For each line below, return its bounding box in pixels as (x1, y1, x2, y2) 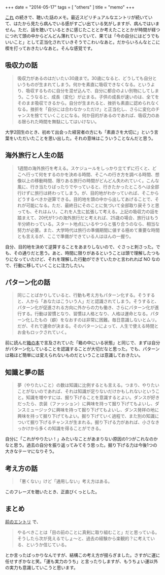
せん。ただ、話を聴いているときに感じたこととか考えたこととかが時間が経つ (5, 27, 161, 33)
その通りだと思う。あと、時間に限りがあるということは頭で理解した (13, 250, 152, 256)
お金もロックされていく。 (17, 329, 69, 335)
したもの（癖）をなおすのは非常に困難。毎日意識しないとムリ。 (30, 317, 160, 323)
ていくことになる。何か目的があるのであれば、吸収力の (43, 112, 156, 118)
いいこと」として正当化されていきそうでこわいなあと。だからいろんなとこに (5, 39, 161, 45)
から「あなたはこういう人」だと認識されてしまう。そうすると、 (30, 298, 159, 304)
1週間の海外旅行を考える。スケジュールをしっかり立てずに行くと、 (17, 165, 153, 171)
